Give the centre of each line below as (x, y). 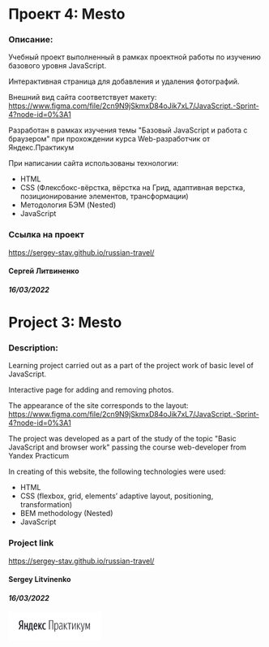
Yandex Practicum (39, 456)
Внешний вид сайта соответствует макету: (83, 98)
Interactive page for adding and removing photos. (91, 390)
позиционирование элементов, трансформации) (104, 197)
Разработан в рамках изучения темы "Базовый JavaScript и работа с (128, 130)
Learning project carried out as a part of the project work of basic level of (131, 366)
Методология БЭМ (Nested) (68, 205)
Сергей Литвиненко (44, 271)
